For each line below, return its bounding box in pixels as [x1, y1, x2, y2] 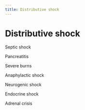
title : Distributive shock [5, 7, 59, 12]
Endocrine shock [5, 91, 39, 97]
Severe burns [5, 63, 32, 68]
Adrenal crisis [5, 100, 32, 106]
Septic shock [5, 44, 31, 50]
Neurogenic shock [5, 81, 42, 87]
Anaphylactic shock [5, 72, 44, 78]
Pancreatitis [5, 53, 29, 59]
